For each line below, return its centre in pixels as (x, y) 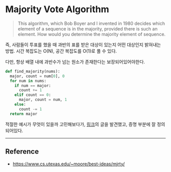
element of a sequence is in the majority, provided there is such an (88, 28)
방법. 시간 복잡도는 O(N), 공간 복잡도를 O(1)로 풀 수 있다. (61, 51)
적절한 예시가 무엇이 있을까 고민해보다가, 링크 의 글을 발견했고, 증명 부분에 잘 (81, 124)
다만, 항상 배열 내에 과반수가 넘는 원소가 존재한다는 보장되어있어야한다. (75, 61)
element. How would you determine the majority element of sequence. (92, 34)
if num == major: (33, 85)
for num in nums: (28, 81)
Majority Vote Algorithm (57, 9)
